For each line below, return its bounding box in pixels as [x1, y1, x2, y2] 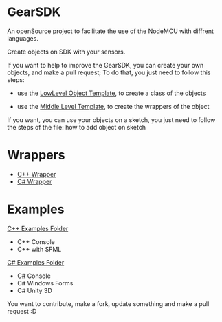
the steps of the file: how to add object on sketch [7, 123, 146, 131]
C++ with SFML [16, 245, 62, 253]
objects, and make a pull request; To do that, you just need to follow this [7, 68, 211, 77]
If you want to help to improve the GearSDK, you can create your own [7, 61, 204, 69]
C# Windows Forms [16, 279, 74, 287]
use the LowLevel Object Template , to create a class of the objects [16, 89, 206, 97]
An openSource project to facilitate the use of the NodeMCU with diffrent [7, 27, 214, 35]
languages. [7, 34, 39, 42]
